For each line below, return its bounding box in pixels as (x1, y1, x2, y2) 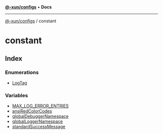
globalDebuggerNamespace (12, 114, 69, 119)
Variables (5, 92, 28, 99)
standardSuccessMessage (12, 124, 65, 130)
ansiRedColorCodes (12, 108, 52, 114)
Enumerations (5, 69, 39, 76)
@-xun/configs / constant (5, 18, 57, 24)
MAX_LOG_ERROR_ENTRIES (12, 103, 69, 109)
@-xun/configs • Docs (5, 4, 52, 10)
